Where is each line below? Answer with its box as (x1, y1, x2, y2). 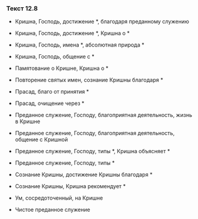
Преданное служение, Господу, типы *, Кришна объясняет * (14, 148, 170, 155)
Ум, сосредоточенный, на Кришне (14, 194, 104, 202)
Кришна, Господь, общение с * (14, 53, 94, 60)
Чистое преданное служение (14, 206, 90, 214)
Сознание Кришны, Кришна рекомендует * (14, 183, 126, 190)
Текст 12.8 (6, 4, 38, 13)
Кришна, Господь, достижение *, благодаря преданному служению (14, 18, 190, 25)
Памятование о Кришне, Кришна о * (14, 65, 109, 72)
